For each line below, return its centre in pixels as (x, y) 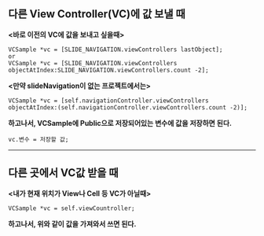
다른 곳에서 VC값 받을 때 (64, 173)
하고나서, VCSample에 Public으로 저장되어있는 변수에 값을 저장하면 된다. (120, 123)
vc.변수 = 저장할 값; (38, 139)
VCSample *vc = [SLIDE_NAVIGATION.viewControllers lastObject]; (115, 50)
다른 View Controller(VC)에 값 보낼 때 (97, 14)
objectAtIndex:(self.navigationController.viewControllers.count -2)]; (128, 107)
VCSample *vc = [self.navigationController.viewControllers (109, 101)
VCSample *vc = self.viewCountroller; (71, 208)
